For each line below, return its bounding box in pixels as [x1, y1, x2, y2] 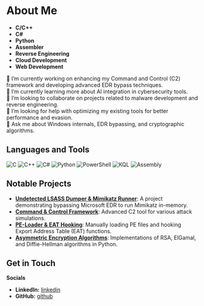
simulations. [15, 214, 46, 222]
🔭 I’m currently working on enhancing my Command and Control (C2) [6, 75, 181, 82]
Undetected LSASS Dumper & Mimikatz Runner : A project [15, 195, 163, 202]
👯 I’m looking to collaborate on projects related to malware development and [6, 94, 199, 102]
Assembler [15, 43, 44, 51]
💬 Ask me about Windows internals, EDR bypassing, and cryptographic [6, 120, 184, 127]
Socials [6, 274, 26, 282]
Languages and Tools [6, 144, 90, 155]
